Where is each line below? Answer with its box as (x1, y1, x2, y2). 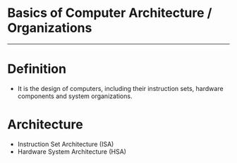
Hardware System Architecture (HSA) (17, 147, 127, 156)
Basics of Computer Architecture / (7, 5, 212, 21)
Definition (7, 61, 67, 77)
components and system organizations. (17, 92, 133, 100)
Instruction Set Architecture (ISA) (17, 140, 114, 148)
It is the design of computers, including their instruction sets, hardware (17, 84, 224, 92)
